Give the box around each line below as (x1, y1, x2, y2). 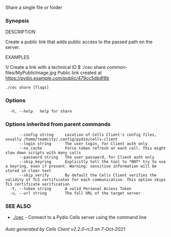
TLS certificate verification (5, 181, 70, 187)
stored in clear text (5, 168, 52, 173)
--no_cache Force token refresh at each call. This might (18, 145, 166, 151)
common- (106, 64, 128, 70)
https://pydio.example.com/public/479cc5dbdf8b (5, 75, 110, 81)
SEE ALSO (5, 203, 31, 210)
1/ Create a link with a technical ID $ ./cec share (5, 64, 106, 70)
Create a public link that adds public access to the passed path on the (5, 39, 153, 45)
